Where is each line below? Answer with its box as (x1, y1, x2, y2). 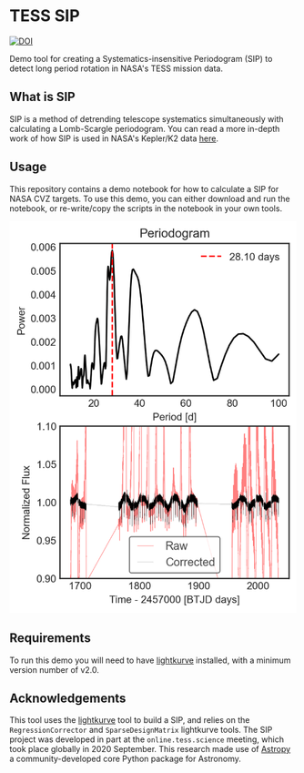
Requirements (9, 630, 91, 646)
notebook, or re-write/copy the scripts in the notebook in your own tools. (9, 202, 283, 214)
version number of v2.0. (9, 664, 100, 675)
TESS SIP (9, 5, 80, 26)
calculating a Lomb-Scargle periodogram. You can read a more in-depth (9, 123, 280, 134)
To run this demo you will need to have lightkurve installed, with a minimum (9, 655, 291, 666)
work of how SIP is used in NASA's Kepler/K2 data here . (9, 133, 219, 144)
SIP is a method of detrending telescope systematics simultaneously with (9, 113, 284, 124)
